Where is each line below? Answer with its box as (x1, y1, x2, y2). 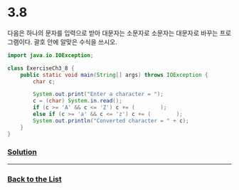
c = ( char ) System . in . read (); (33, 97, 122, 105)
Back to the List (7, 174, 62, 184)
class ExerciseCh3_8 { (7, 65, 75, 72)
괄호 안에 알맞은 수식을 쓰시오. (33, 37, 117, 46)
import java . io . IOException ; (7, 51, 94, 59)
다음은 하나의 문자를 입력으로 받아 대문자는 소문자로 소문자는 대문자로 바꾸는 (7, 28, 218, 37)
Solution (7, 147, 38, 157)
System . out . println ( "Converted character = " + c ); (33, 117, 190, 125)
